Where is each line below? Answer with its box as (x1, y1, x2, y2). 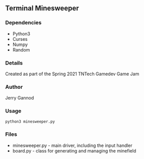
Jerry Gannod (5, 95, 34, 101)
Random (12, 46, 30, 52)
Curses (12, 36, 28, 42)
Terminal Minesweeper (5, 4, 79, 13)
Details (5, 59, 23, 66)
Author (5, 83, 23, 90)
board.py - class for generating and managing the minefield (12, 147, 136, 153)
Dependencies (5, 19, 42, 26)
